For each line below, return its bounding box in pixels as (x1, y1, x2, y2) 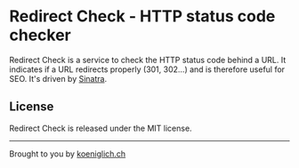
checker (9, 25, 71, 45)
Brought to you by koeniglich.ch (9, 148, 126, 159)
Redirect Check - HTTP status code (9, 6, 276, 27)
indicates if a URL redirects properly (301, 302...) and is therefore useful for (9, 64, 286, 75)
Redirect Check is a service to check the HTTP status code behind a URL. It (9, 54, 287, 65)
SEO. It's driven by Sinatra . (9, 73, 108, 84)
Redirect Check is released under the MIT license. (9, 123, 193, 133)
